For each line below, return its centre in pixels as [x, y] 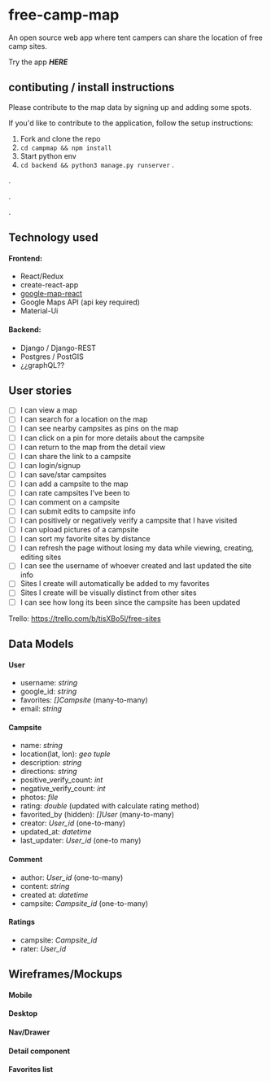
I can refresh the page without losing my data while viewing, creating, [137, 548]
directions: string [48, 772]
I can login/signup [50, 465]
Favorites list [31, 1070]
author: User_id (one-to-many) [72, 877]
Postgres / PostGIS [52, 357]
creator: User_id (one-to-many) [73, 823]
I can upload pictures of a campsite [79, 530]
